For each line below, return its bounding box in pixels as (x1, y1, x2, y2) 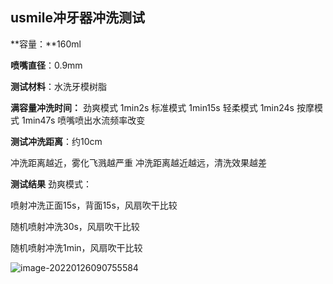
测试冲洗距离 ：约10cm (10, 135, 103, 147)
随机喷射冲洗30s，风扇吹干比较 (10, 220, 140, 232)
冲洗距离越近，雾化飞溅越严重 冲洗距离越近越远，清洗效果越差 (10, 156, 267, 168)
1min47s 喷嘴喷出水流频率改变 (21, 114, 146, 126)
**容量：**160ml (10, 38, 82, 50)
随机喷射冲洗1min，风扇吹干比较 (10, 241, 143, 253)
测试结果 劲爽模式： (10, 178, 92, 190)
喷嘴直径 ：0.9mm (10, 59, 83, 71)
